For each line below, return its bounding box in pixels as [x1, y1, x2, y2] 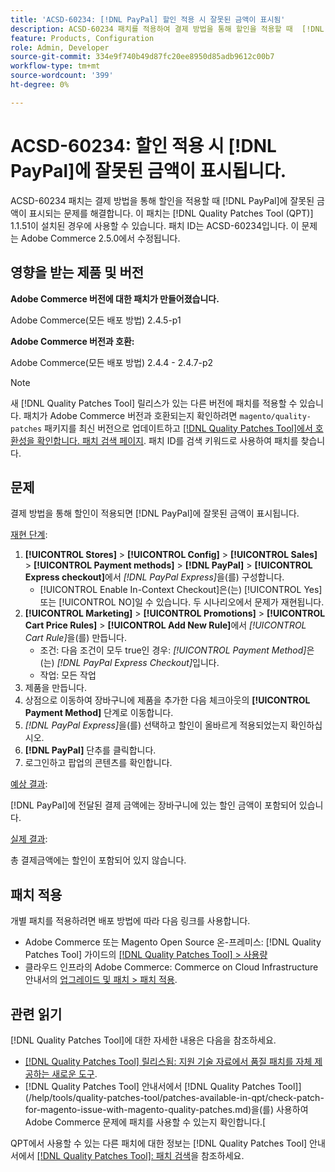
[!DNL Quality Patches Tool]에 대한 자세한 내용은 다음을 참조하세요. [10, 1034, 277, 1046]
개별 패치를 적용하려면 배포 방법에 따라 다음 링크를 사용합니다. [10, 915, 251, 927]
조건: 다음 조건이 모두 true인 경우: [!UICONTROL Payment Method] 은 [39, 644, 315, 656]
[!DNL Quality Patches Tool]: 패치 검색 [36, 1149, 192, 1161]
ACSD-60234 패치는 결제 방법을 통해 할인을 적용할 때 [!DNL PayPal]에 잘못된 [10, 194, 315, 206]
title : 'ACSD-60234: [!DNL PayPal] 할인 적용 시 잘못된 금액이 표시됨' [10, 14, 286, 25]
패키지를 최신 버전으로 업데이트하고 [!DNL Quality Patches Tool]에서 [44, 422, 313, 434]
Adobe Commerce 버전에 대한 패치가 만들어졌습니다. [10, 292, 220, 305]
